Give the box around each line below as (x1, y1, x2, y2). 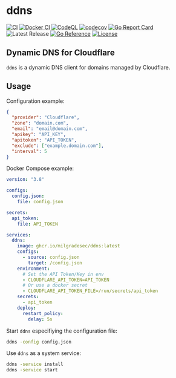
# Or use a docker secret (22, 282, 88, 288)
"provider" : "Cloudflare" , (11, 114, 80, 121)
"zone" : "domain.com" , (11, 120, 69, 126)
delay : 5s (28, 316, 53, 322)
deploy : (17, 305, 36, 311)
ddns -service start (6, 367, 59, 373)
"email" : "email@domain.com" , (11, 126, 88, 132)
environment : (17, 266, 50, 272)
